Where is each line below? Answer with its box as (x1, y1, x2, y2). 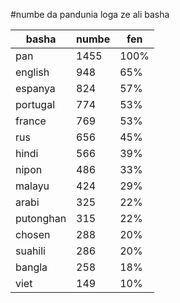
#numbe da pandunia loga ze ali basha (10, 9, 170, 20)
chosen (15, 228, 51, 241)
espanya (15, 82, 56, 95)
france (15, 114, 47, 128)
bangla (15, 260, 48, 274)
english (15, 65, 50, 79)
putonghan (15, 212, 67, 225)
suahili (15, 244, 46, 258)
